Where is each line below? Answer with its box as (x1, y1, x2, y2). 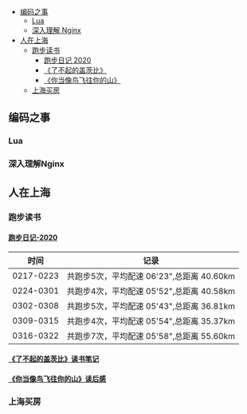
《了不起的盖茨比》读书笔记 (8, 354, 100, 364)
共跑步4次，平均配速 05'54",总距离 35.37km (66, 315, 235, 326)
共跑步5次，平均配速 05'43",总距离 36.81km (66, 301, 235, 312)
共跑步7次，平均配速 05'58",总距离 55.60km (66, 330, 235, 341)
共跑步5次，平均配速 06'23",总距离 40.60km (66, 270, 235, 281)
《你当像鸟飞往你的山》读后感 (8, 374, 106, 384)
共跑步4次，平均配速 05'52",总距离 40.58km (66, 285, 235, 297)
